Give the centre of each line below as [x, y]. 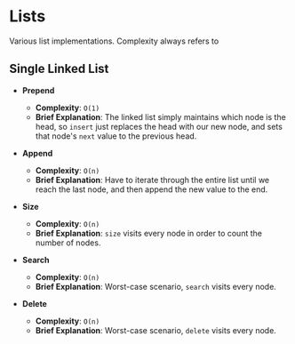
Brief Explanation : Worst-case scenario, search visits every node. [156, 286]
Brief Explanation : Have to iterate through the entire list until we [152, 180]
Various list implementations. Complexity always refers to [114, 41]
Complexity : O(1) [68, 108]
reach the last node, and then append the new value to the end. [151, 189]
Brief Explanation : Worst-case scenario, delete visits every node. [156, 330]
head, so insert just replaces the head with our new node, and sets [159, 126]
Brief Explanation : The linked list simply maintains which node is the [160, 116]
